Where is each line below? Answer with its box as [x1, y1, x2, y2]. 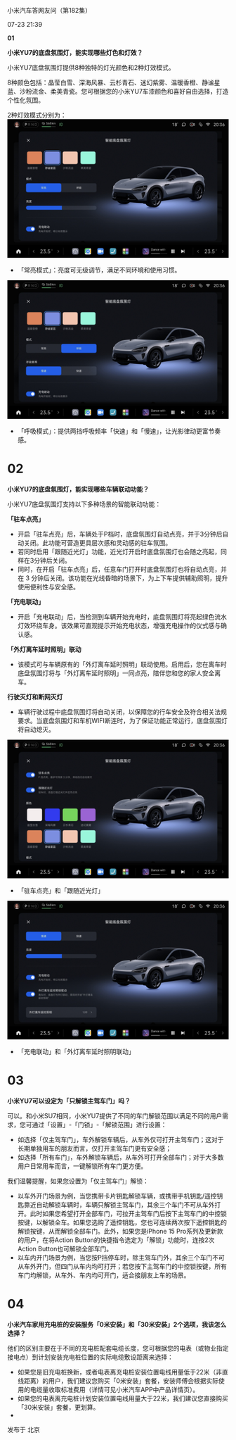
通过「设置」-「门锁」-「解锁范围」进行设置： [31, 1120, 167, 1129]
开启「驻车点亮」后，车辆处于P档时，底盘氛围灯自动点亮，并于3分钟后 [17, 530, 223, 538]
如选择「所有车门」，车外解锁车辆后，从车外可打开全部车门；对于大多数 [17, 1153, 224, 1161]
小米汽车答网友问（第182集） [7, 6, 91, 14]
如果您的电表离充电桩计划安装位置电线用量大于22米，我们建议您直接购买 [17, 1394, 228, 1403]
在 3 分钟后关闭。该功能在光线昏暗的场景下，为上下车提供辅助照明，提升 [17, 573, 228, 582]
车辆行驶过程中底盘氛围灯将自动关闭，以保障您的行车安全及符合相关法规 [17, 707, 227, 716]
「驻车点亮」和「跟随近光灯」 [17, 886, 104, 894]
